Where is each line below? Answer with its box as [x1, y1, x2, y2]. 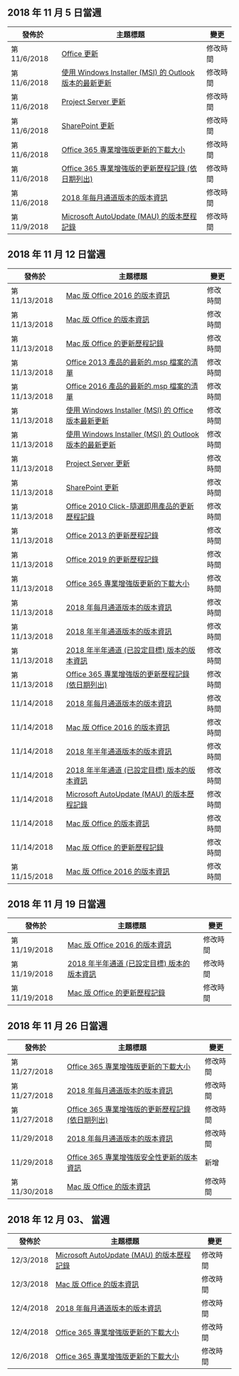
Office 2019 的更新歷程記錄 [65, 554, 159, 564]
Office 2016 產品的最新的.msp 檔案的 [65, 381, 191, 391]
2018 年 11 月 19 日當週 [7, 898, 106, 910]
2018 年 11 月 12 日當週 [7, 248, 106, 261]
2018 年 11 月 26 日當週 [7, 1020, 108, 1032]
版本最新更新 [65, 415, 109, 425]
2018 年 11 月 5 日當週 [7, 6, 102, 19]
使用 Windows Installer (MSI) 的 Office [65, 405, 193, 415]
